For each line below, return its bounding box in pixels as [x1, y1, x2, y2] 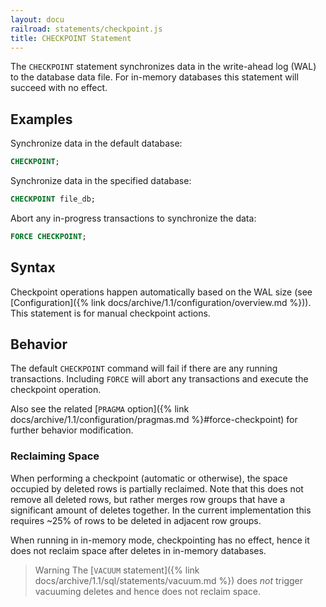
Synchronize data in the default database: [10, 137, 183, 150]
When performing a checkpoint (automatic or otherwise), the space [10, 472, 288, 484]
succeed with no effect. [10, 82, 108, 94]
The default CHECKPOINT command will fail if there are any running [10, 362, 278, 375]
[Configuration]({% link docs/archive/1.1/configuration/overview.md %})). [10, 296, 312, 308]
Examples [10, 111, 73, 128]
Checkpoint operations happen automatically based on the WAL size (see [10, 286, 313, 298]
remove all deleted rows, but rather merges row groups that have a [10, 493, 286, 505]
